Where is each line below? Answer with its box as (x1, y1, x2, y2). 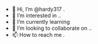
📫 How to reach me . (11, 32, 65, 38)
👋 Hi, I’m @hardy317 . (11, 6, 65, 12)
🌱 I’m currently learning (11, 18, 70, 25)
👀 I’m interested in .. (11, 12, 61, 19)
